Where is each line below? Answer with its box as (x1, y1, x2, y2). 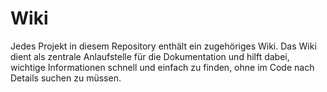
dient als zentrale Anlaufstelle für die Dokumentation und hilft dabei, (10, 50, 290, 62)
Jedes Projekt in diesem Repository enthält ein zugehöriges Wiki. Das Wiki (10, 40, 317, 52)
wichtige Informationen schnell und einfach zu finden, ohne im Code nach (10, 61, 315, 73)
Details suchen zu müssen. (10, 72, 122, 84)
